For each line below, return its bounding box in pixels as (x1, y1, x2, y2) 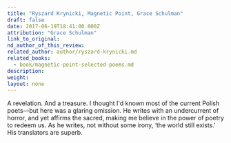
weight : (7, 74, 30, 81)
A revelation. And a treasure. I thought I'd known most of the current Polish (7, 99, 220, 107)
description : (7, 67, 45, 74)
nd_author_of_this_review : (7, 42, 85, 49)
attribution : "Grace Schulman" (7, 29, 97, 36)
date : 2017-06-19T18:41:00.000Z (7, 23, 100, 30)
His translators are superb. (7, 129, 83, 137)
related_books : (7, 55, 51, 62)
